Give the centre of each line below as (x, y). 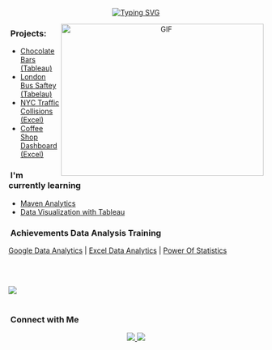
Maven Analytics (48, 203)
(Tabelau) (36, 94)
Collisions (36, 111)
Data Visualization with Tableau (72, 211)
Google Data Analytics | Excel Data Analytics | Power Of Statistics (118, 250)
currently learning (45, 186)
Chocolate (37, 51)
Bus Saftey (38, 86)
